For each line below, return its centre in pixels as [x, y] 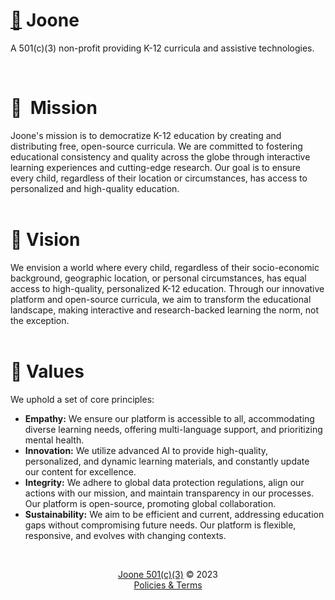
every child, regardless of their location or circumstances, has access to [159, 178]
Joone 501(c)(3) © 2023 [168, 574]
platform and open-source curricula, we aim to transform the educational [161, 299]
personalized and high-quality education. [95, 188]
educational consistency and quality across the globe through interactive [160, 156]
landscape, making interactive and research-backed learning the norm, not [165, 310]
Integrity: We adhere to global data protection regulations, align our [164, 482]
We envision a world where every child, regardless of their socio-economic [165, 267]
